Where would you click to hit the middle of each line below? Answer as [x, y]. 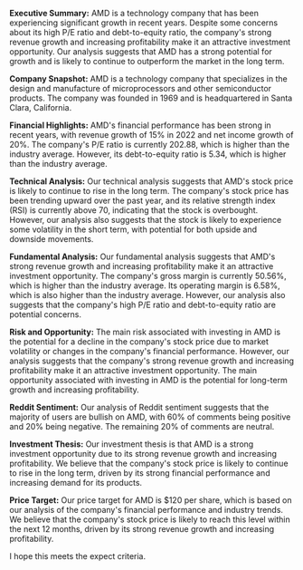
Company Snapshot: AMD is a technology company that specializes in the [148, 79]
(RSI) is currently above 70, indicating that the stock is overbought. [134, 210]
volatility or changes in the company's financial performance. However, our [149, 351]
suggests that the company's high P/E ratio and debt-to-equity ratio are [142, 304]
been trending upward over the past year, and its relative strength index [142, 200]
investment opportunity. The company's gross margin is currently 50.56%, [148, 276]
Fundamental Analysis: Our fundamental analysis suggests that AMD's [142, 256]
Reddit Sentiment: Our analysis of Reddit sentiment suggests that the [139, 407]
